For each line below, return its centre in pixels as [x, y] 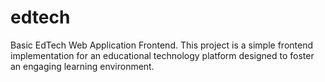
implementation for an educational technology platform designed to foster [162, 55]
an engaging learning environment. [82, 66]
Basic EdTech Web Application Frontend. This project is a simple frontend [161, 45]
